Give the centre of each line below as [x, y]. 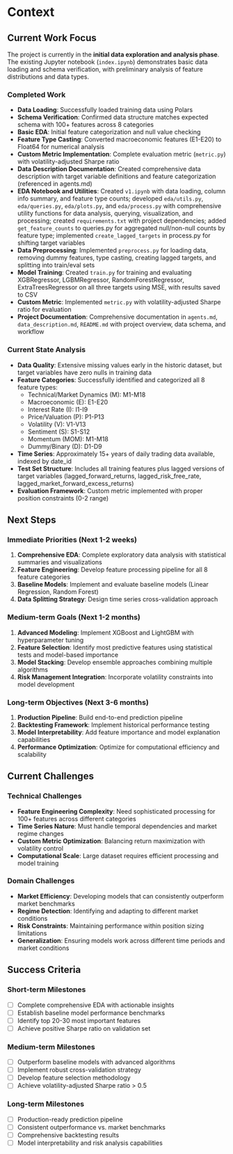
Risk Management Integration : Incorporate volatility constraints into [115, 677]
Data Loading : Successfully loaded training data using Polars [105, 110]
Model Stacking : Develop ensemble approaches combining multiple [115, 662]
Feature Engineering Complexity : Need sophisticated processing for [116, 811]
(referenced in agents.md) [55, 184]
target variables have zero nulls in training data [84, 372]
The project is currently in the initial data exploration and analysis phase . [113, 54]
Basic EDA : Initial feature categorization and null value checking [109, 132]
